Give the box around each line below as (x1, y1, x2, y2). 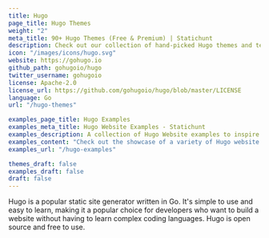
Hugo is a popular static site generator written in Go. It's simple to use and (8, 197, 254, 207)
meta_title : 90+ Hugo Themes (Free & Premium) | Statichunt (8, 34, 214, 42)
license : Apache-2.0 (8, 79, 78, 87)
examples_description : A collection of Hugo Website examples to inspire (8, 131, 260, 139)
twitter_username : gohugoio (8, 71, 102, 79)
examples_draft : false (8, 167, 84, 175)
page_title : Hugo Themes (8, 19, 91, 27)
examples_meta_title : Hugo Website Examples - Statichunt (8, 123, 206, 131)
